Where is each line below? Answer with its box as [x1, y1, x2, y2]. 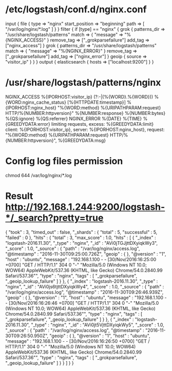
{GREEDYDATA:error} [5, 121, 50, 127]
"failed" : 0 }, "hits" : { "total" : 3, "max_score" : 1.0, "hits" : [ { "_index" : [5, 235, 157, 241]
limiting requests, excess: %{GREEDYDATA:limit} [51, 121, 154, 127]
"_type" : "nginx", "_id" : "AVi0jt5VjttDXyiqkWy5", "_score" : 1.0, [30, 322, 164, 328]
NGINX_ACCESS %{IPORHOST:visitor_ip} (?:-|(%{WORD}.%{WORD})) [5, 93, 153, 100]
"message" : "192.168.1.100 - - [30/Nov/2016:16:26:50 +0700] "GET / [5, 338, 150, 344]
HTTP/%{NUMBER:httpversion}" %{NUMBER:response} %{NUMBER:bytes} [5, 110, 166, 116]
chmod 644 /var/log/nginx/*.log [5, 172, 72, 178]
